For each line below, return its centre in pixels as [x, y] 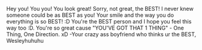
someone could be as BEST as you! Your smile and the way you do [90, 15]
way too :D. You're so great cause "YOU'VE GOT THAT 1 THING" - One [95, 28]
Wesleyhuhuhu [25, 41]
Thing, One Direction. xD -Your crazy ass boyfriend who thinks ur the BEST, [101, 34]
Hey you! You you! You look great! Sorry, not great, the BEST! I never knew [100, 9]
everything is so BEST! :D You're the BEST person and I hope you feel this [99, 21]
